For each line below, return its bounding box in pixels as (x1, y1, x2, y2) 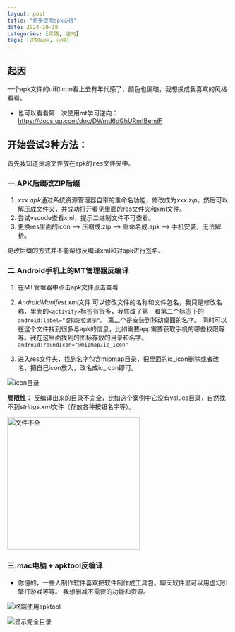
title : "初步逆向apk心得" (7, 17, 78, 24)
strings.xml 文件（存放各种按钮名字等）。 (20, 403, 135, 411)
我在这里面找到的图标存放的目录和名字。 (30, 333, 148, 342)
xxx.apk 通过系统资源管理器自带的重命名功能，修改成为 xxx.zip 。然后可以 (17, 196, 229, 205)
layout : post (7, 10, 46, 18)
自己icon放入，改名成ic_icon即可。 (36, 364, 138, 372)
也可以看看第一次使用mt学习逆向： (17, 108, 119, 117)
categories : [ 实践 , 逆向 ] (7, 30, 80, 38)
